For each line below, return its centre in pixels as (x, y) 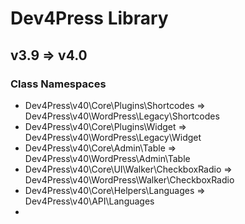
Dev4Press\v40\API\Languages (89, 201)
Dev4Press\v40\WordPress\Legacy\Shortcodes (122, 116)
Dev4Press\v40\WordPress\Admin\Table (107, 158)
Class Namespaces (58, 84)
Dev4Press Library (89, 18)
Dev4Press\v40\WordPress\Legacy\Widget (113, 137)
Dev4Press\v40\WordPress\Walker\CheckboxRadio (129, 179)
